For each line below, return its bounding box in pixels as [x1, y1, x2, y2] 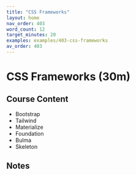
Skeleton [15, 142, 38, 150]
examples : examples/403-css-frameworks [6, 37, 108, 44]
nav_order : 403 [6, 20, 45, 26]
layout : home [6, 15, 40, 21]
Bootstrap [15, 110, 40, 117]
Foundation [15, 130, 44, 137]
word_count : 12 [6, 26, 45, 33]
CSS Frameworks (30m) [6, 70, 130, 84]
